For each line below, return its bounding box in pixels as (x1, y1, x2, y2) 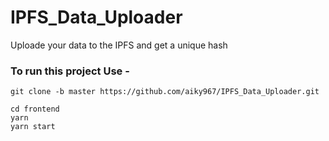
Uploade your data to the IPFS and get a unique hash (10, 39, 228, 51)
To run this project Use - (10, 64, 130, 78)
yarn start (10, 122, 56, 132)
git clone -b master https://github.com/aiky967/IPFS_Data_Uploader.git (10, 87, 320, 97)
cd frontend (10, 104, 60, 115)
